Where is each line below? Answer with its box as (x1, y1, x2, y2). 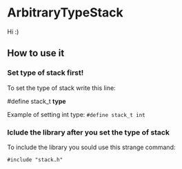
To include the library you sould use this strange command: (7, 143, 176, 151)
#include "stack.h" (7, 156, 63, 163)
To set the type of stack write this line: (7, 84, 116, 92)
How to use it (7, 47, 65, 59)
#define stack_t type (7, 97, 67, 105)
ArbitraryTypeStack (7, 5, 124, 21)
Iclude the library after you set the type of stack (7, 127, 170, 137)
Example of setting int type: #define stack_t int (7, 110, 146, 118)
